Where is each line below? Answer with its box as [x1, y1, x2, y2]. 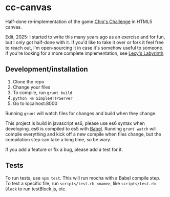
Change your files [12, 84, 51, 90]
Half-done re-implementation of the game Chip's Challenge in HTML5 [5, 18, 153, 25]
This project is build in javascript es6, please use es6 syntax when [5, 120, 145, 126]
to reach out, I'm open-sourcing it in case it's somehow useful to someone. [5, 45, 164, 51]
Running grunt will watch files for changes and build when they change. [5, 110, 157, 116]
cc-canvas [5, 2, 52, 13]
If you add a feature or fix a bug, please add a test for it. [5, 146, 123, 152]
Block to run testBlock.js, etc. [5, 186, 67, 192]
